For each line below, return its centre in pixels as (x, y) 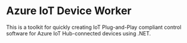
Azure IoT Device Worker (69, 11)
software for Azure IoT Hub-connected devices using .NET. (79, 33)
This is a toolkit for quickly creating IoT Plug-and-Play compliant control (94, 27)
